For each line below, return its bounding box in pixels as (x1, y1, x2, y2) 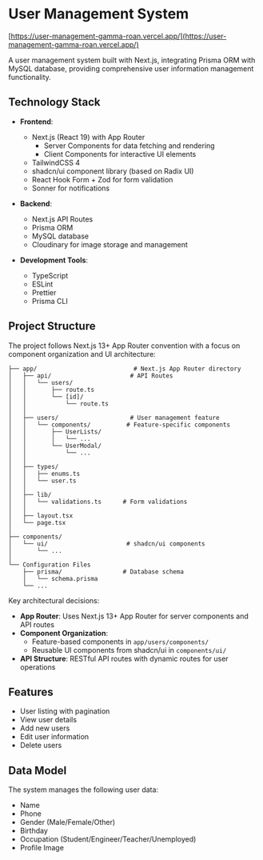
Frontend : (19, 117, 54, 126)
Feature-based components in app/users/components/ (31, 637, 209, 646)
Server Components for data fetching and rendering (43, 141, 215, 150)
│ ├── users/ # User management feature (8, 414, 220, 422)
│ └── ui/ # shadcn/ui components (8, 539, 205, 548)
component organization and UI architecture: (8, 349, 156, 358)
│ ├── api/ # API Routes (8, 371, 173, 380)
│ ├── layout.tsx (8, 511, 74, 520)
